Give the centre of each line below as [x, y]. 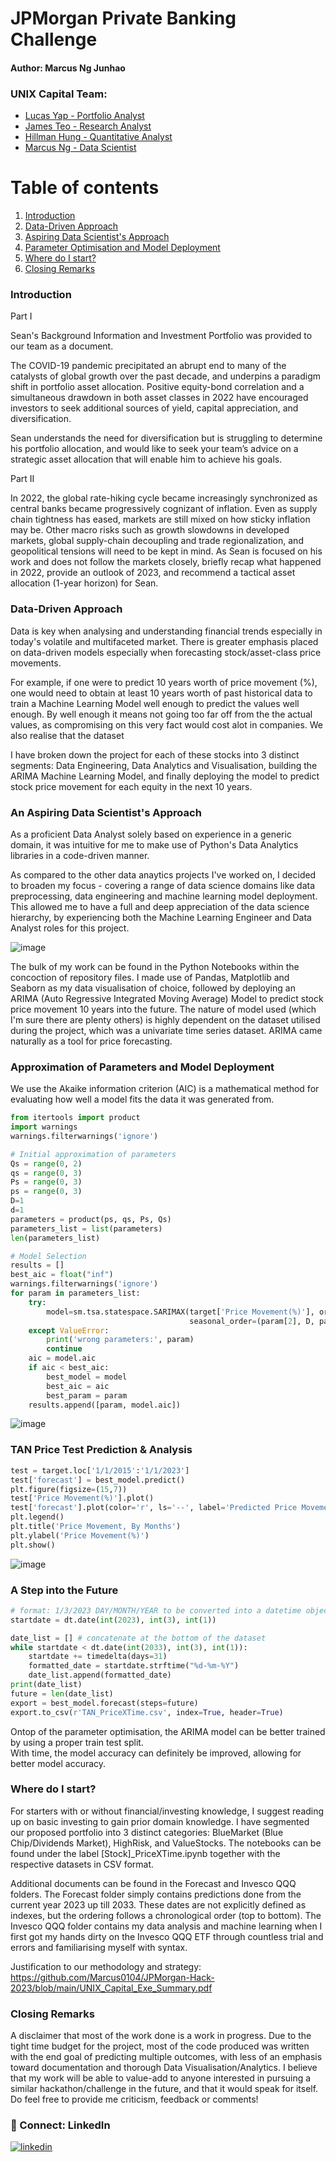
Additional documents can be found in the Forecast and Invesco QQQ [153, 1883]
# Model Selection [48, 1256]
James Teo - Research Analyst [88, 126]
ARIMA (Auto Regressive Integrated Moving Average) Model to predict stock [167, 998]
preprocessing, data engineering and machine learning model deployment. [164, 896]
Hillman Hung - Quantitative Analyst [98, 137]
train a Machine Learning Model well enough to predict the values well [155, 703]
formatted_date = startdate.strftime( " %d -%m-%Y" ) [134, 1666]
